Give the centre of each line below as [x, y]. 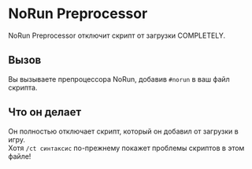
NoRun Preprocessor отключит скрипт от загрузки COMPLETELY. [117, 35]
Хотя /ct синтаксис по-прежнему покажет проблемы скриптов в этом [126, 148]
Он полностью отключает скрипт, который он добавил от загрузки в [123, 131]
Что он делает [45, 112]
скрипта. [23, 87]
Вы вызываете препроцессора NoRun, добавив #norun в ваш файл [119, 79]
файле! [20, 156]
